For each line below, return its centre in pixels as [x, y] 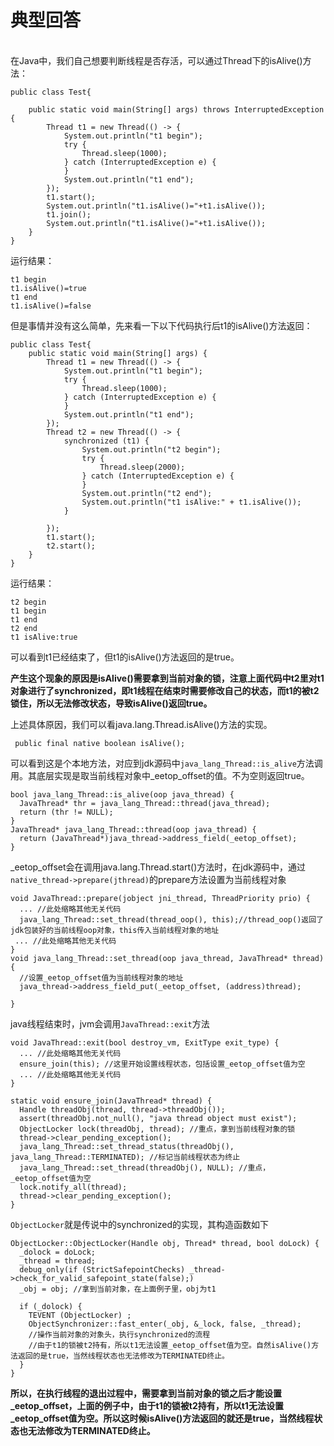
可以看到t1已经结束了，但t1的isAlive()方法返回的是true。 [125, 657]
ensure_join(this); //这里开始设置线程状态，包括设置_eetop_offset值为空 [162, 1064]
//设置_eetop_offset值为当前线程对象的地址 [101, 977]
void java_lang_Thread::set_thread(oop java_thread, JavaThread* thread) [167, 958]
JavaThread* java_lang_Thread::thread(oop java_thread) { [133, 829]
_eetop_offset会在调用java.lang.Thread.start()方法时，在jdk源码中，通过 [158, 867]
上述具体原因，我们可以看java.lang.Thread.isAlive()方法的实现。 [141, 724]
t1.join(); [69, 214]
